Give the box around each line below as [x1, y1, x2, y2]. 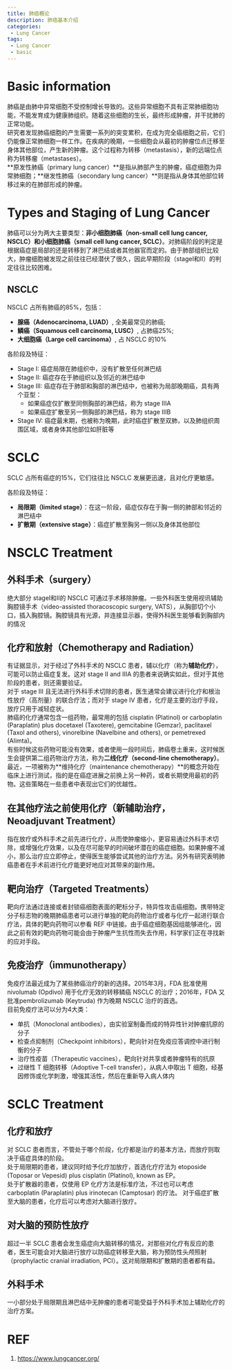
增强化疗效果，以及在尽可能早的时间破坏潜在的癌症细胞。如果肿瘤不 [25, 844, 219, 852]
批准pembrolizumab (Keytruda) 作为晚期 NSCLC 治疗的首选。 [7, 996, 182, 1004]
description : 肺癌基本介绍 [7, 17, 79, 24]
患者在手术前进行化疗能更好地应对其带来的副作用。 [12, 861, 159, 869]
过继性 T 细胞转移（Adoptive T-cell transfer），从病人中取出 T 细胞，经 [17, 1063, 217, 1071]
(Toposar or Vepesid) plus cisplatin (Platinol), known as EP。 [7, 1171, 180, 1179]
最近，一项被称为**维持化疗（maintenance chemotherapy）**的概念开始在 [7, 763, 220, 771]
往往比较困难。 [12, 263, 56, 271]
